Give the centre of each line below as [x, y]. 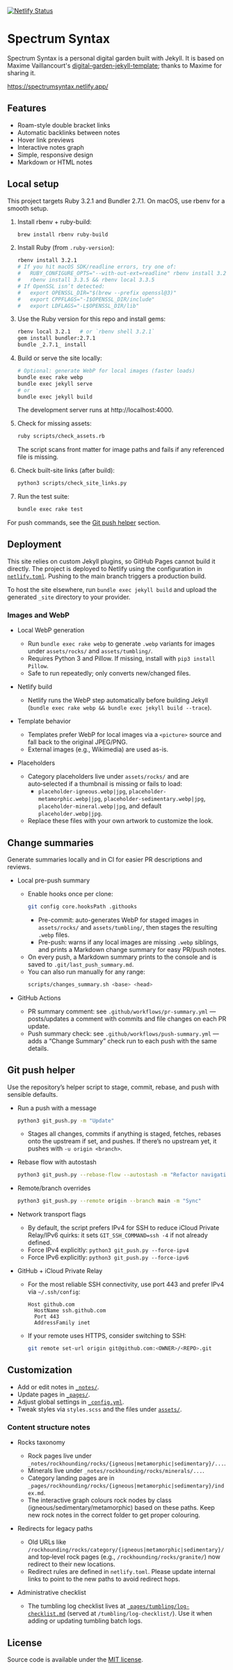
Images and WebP [38, 615]
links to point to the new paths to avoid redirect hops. [104, 1579]
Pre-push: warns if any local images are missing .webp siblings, [128, 942]
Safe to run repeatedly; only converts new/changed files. [109, 673]
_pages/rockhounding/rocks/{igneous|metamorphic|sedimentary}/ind [126, 1486]
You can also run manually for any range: [87, 971]
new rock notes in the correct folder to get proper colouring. [114, 1515]
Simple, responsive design [55, 155]
